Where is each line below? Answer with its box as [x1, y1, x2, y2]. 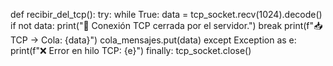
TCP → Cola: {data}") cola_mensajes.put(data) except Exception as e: [10, 34, 297, 46]
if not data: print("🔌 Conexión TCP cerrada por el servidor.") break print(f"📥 [10, 20, 323, 31]
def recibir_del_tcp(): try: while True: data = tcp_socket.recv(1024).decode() [10, 9, 323, 20]
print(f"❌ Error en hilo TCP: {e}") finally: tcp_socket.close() [10, 45, 252, 56]
